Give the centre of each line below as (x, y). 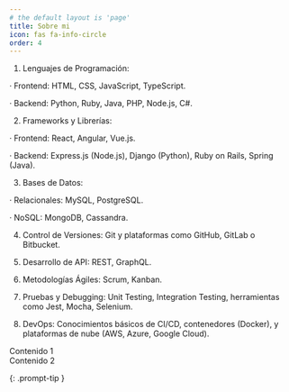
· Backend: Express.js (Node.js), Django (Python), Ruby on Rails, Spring (141, 156)
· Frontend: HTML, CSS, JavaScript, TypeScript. (98, 86)
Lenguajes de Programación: (76, 68)
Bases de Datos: (53, 183)
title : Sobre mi (40, 26)
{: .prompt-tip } (37, 378)
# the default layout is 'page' (70, 18)
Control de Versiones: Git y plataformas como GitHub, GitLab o (139, 235)
